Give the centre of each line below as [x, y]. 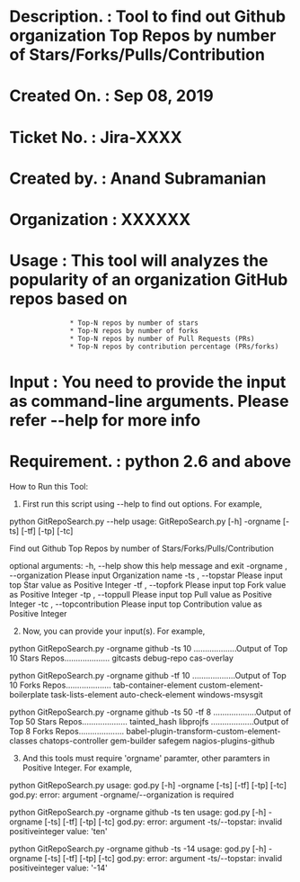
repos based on [68, 299]
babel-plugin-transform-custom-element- [203, 731]
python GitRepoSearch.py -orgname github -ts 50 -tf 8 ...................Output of [150, 712]
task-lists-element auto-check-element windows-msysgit [157, 694]
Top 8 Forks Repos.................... [67, 731]
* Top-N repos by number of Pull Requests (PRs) [162, 338]
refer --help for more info [105, 421]
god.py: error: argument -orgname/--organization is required [122, 795]
